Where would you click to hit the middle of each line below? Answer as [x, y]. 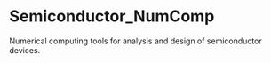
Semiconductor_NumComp [112, 16]
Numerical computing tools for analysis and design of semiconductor [135, 41]
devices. [25, 50]
